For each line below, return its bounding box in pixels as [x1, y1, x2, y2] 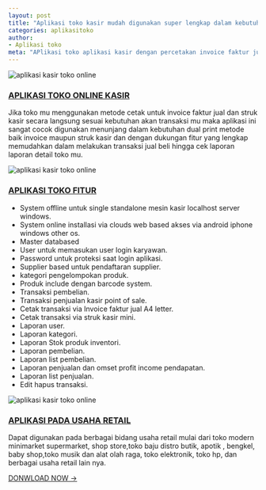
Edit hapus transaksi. [19, 379, 89, 389]
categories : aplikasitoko [8, 26, 93, 34]
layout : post [8, 11, 51, 20]
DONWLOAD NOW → [8, 473, 78, 483]
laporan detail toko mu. [8, 150, 83, 159]
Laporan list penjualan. [19, 371, 94, 381]
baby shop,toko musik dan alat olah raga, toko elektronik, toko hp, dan [8, 449, 237, 459]
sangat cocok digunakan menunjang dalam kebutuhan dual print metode [8, 124, 245, 135]
